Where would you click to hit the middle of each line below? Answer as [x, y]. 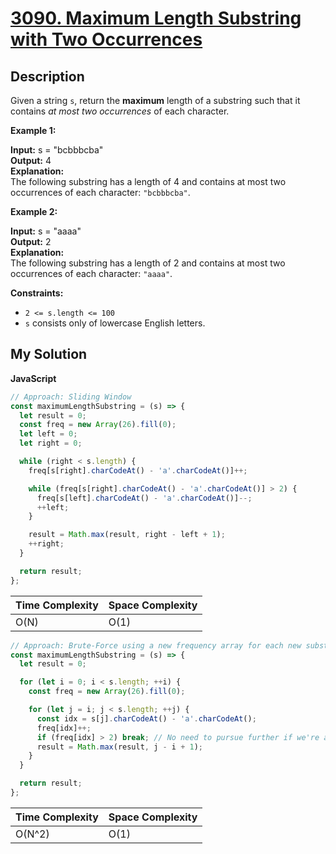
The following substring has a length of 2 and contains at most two [148, 263]
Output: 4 [31, 160]
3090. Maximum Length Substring [156, 18]
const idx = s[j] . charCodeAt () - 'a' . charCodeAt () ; [146, 718]
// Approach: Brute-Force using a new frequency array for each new [156, 645]
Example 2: [34, 211]
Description [47, 76]
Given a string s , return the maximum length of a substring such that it [155, 100]
